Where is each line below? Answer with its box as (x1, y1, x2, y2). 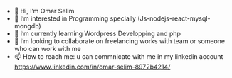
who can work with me (14, 45, 81, 52)
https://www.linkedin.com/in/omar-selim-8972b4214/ (14, 62, 171, 71)
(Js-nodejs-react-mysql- (137, 14, 211, 23)
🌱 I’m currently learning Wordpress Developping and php (14, 29, 181, 38)
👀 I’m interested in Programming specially (14, 14, 137, 23)
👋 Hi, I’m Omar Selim (14, 7, 75, 15)
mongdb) (14, 22, 41, 30)
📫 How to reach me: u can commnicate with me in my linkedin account (14, 52, 223, 60)
